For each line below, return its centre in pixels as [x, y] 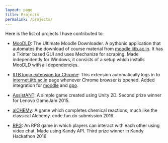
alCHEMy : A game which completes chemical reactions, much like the [85, 110]
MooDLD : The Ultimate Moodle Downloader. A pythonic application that [87, 43]
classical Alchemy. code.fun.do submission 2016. [63, 116]
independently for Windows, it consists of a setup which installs [78, 60]
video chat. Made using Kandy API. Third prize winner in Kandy [78, 131]
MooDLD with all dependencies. [46, 65]
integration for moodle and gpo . [46, 85]
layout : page [19, 10]
